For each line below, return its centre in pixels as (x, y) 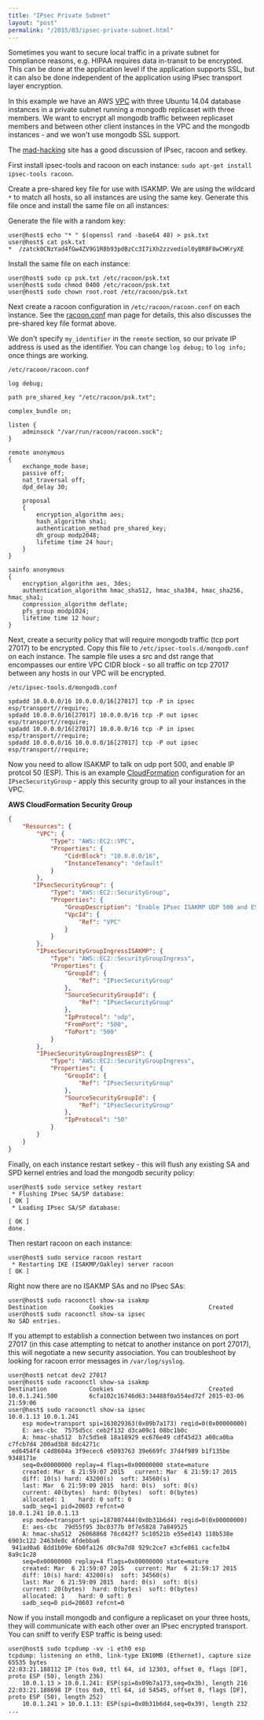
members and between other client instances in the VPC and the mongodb (129, 126)
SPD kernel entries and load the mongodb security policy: (101, 1172)
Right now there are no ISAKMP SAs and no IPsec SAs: (97, 1286)
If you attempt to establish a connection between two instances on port (124, 1335)
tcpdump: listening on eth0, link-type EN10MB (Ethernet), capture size (130, 1655)
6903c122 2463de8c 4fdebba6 (54, 1541)
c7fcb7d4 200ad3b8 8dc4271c (54, 1444)
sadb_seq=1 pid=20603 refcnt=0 (73, 1506)
